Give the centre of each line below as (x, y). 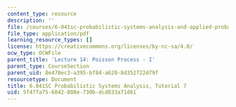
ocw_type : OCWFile (34, 53)
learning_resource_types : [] (50, 40)
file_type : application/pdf (48, 33)
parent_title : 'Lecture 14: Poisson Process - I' (81, 60)
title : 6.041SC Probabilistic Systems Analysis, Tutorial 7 (97, 86)
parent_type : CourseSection (48, 66)
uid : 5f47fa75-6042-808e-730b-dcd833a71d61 (72, 92)
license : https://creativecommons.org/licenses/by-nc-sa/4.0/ (100, 46)
